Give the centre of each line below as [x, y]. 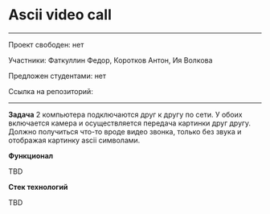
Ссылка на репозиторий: [51, 91]
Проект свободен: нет [46, 44]
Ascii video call [60, 15]
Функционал [31, 155]
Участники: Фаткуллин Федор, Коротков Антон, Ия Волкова [110, 60]
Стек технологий [38, 187]
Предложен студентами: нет [57, 76]
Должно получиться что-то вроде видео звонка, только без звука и [125, 131]
